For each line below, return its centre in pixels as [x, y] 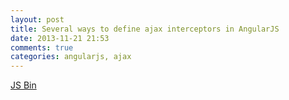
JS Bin [23, 85]
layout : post [37, 19]
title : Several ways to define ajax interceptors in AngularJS [145, 29]
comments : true [42, 47]
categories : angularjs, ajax [71, 57]
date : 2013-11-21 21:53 [60, 38]
